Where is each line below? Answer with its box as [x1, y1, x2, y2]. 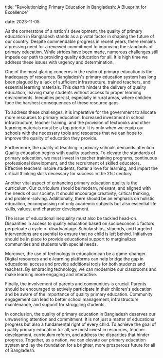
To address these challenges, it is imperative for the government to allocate [5, 109, 157, 115]
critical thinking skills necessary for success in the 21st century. [5, 171, 133, 176]
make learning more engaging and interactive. [5, 272, 97, 277]
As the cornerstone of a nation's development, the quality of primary [5, 28, 143, 34]
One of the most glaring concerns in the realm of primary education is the [5, 69, 153, 75]
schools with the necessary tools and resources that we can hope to [5, 130, 142, 136]
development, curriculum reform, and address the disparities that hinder [5, 332, 150, 338]
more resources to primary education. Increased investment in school [5, 115, 145, 120]
